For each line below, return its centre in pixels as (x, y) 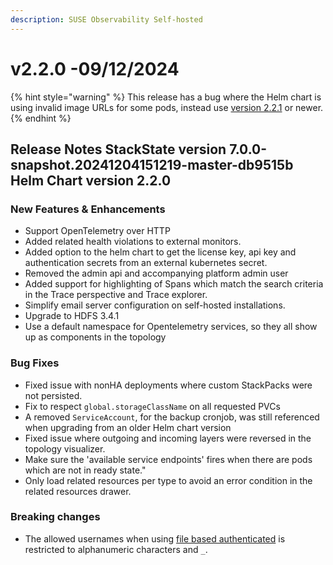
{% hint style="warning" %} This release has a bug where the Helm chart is (166, 97)
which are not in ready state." (85, 470)
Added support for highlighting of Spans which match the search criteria (174, 284)
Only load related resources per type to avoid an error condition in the (168, 480)
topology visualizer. (65, 448)
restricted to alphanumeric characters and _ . (116, 549)
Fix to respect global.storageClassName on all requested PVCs (152, 406)
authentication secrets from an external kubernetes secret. (146, 263)
